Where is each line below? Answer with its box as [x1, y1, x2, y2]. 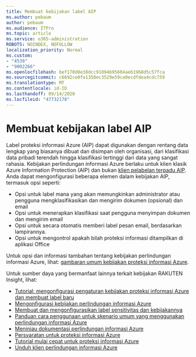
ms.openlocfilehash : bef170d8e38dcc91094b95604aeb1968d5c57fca [6, 69, 165, 75]
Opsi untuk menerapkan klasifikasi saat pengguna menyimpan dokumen [14, 209, 191, 216]
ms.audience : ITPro [6, 25, 54, 31]
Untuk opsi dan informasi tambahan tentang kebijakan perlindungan [6, 252, 171, 259]
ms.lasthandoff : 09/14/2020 [6, 91, 76, 97]
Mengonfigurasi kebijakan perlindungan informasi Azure [14, 300, 152, 307]
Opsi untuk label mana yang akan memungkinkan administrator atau [14, 190, 180, 198]
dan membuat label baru [14, 293, 74, 301]
